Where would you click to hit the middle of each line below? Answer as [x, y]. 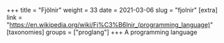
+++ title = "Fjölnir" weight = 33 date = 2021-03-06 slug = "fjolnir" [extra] [112, 10]
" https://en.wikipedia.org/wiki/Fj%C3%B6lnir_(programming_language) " [110, 25]
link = [14, 17]
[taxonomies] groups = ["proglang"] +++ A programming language [102, 32]
